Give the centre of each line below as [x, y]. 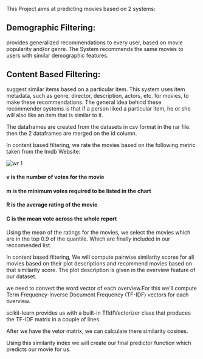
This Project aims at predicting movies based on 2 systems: [81, 9]
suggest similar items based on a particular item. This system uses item [96, 89]
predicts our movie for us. [39, 349]
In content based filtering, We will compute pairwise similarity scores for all [100, 257]
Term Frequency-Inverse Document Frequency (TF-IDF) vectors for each [98, 295]
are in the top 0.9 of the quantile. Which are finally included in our [88, 239]
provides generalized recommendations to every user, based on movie [95, 43]
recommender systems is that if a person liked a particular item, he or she [99, 108]
